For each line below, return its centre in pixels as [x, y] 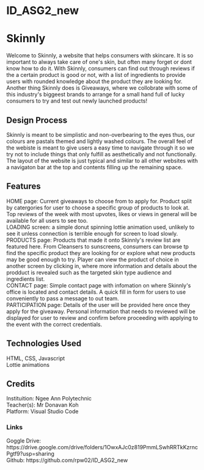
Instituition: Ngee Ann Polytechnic [49, 399]
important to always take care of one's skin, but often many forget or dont [99, 62]
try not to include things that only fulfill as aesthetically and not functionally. [102, 154]
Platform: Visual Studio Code [42, 411]
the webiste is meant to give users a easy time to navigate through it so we [100, 148]
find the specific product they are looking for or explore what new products [101, 253]
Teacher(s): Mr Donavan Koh [43, 405]
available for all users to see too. [47, 220]
